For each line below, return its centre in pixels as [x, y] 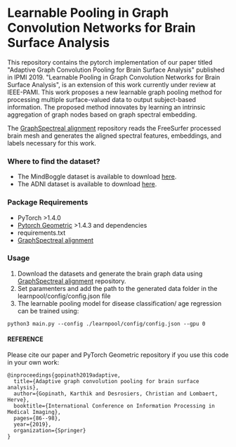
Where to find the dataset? [54, 161]
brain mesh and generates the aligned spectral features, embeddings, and [114, 136]
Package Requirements [48, 202]
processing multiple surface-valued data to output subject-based [102, 99]
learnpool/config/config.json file [64, 296]
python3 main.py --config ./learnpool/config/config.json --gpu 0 [106, 324]
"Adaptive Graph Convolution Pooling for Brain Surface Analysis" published [116, 70]
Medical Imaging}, [34, 413]
